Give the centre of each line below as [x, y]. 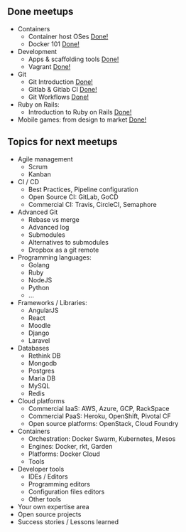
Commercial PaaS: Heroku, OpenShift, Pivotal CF [100, 416]
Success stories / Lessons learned [68, 521]
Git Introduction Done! [61, 82]
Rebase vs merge [54, 219]
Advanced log [49, 227]
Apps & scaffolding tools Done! [73, 59]
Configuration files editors [66, 491]
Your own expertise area [54, 506]
